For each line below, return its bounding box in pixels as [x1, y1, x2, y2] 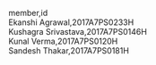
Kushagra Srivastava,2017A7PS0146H [8, 27, 147, 37]
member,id [8, 8, 48, 18]
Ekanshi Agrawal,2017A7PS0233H [8, 17, 134, 28]
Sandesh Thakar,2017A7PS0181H [8, 45, 129, 56]
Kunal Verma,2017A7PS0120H [8, 36, 118, 46]
